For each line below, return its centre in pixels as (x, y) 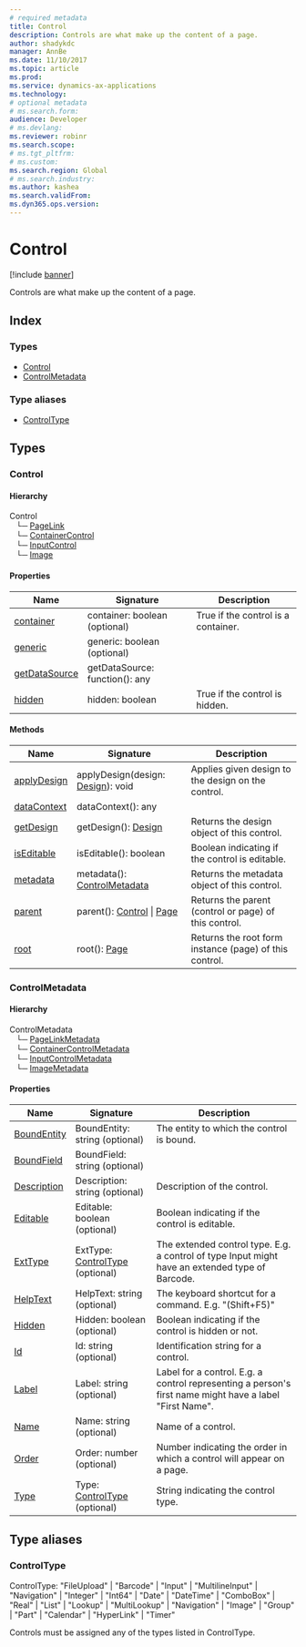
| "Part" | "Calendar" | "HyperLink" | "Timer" (92, 1614)
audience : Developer (49, 119)
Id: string (94, 1346)
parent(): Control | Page (127, 911)
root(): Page (102, 948)
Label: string (102, 1384)
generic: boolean (123, 641)
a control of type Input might (217, 1256)
